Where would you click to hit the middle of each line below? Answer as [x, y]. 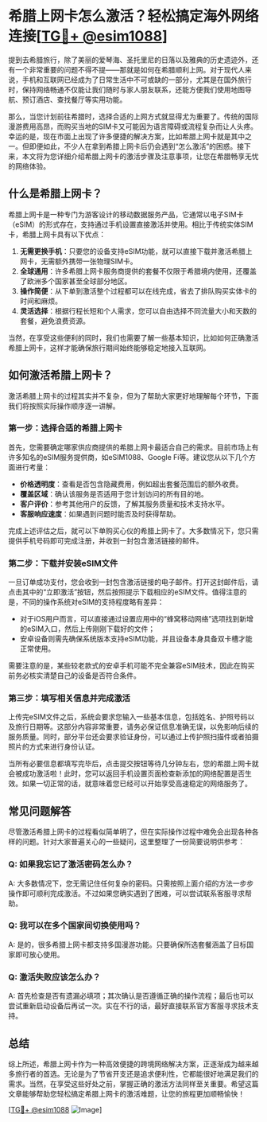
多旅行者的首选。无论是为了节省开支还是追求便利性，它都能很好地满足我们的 [133, 1073]
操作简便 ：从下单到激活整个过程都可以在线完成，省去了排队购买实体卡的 [138, 290]
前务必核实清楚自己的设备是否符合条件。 [74, 676]
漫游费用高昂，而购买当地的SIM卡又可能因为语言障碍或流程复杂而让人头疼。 [133, 126]
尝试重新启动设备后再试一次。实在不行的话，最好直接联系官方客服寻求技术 [130, 1006]
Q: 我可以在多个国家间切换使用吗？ [75, 925]
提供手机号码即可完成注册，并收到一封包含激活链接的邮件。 [106, 540]
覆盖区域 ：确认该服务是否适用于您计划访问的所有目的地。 [114, 493]
